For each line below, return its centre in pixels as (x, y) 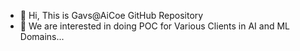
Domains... (42, 36)
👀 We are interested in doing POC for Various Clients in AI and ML (154, 26)
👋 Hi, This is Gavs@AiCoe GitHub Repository (111, 15)
